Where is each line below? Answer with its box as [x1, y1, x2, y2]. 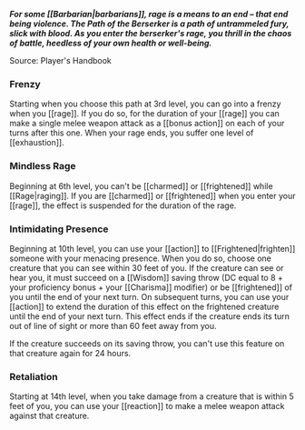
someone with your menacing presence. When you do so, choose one [9, 253, 272, 264]
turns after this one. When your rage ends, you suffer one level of [9, 127, 254, 138]
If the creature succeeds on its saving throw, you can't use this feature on [9, 337, 285, 349]
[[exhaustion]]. [9, 137, 65, 148]
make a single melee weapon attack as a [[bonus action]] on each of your [9, 118, 285, 129]
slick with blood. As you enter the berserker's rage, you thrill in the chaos [9, 28, 292, 38]
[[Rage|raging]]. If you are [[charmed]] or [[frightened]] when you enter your [9, 190, 296, 201]
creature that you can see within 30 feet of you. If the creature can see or [9, 262, 284, 273]
